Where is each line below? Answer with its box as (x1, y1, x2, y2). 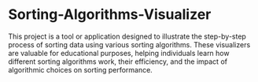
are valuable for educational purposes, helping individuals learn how (8, 48, 230, 58)
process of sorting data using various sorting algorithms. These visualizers (8, 39, 251, 49)
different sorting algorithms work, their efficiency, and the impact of (8, 57, 228, 66)
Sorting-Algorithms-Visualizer (8, 6, 212, 24)
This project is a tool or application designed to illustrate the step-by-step (8, 32, 246, 41)
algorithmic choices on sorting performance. (8, 65, 153, 74)
